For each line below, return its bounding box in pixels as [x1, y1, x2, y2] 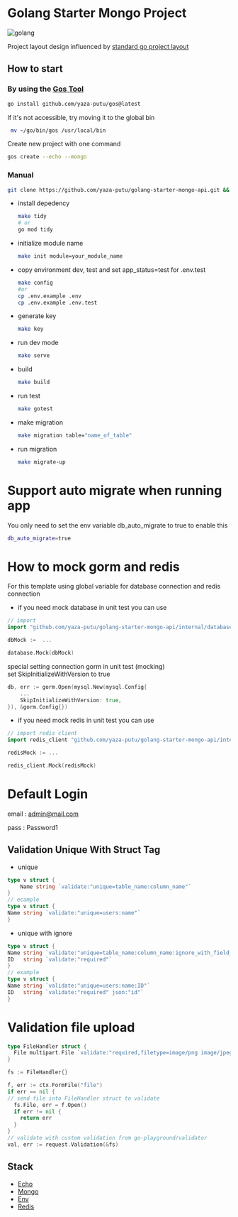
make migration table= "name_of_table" [17, 432, 132, 439]
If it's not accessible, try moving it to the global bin [7, 113, 155, 121]
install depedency [17, 199, 70, 207]
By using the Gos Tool [7, 84, 84, 94]
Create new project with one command [7, 140, 121, 148]
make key [17, 325, 44, 333]
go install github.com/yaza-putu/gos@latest [7, 100, 141, 107]
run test [17, 392, 41, 400]
